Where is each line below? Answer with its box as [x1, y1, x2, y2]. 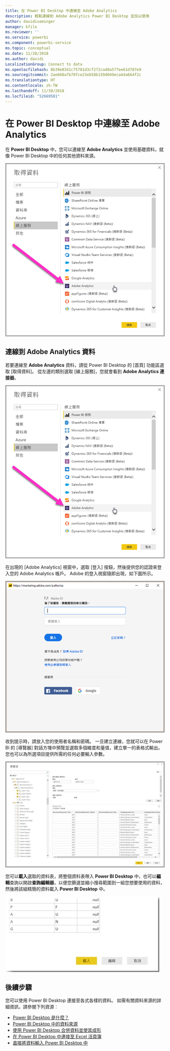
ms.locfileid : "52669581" [5, 94, 60, 99]
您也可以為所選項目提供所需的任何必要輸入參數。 [5, 751, 107, 757]
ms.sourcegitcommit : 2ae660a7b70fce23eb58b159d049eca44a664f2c [5, 72, 142, 78]
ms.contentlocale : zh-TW [5, 83, 58, 88]
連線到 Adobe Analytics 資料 [5, 348, 96, 356]
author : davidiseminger [5, 19, 56, 24]
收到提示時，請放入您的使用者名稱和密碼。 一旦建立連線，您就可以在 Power [5, 738, 163, 744]
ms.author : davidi [5, 56, 44, 61]
